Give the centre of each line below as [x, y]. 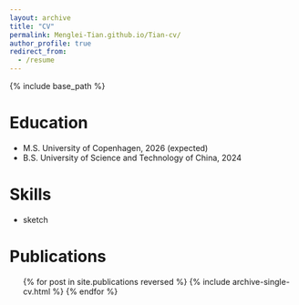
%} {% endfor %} [85, 291]
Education [49, 123]
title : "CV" [32, 26]
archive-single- [261, 281]
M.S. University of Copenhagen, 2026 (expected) [115, 147]
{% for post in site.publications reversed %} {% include [126, 281]
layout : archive [40, 18]
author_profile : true [51, 43]
